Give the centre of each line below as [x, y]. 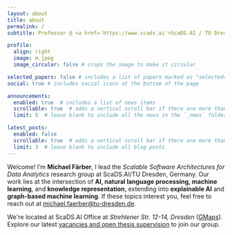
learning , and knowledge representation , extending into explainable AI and [116, 189]
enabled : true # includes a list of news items [85, 102]
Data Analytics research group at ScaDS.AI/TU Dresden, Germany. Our [108, 174]
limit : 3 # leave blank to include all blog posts [89, 147]
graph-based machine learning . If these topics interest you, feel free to [109, 196]
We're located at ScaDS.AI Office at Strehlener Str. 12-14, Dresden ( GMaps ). [115, 217]
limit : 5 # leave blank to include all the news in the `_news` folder [120, 115]
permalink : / [26, 26]
